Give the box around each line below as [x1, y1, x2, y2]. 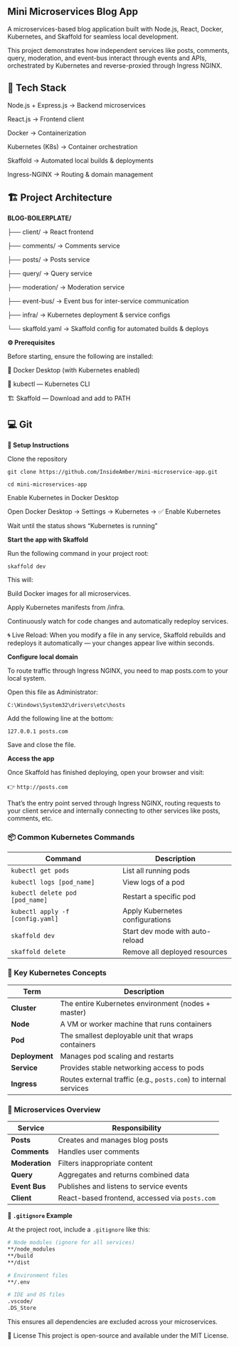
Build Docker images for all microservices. [7, 589, 132, 598]
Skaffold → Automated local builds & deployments [7, 156, 154, 165]
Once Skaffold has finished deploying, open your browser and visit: [7, 768, 205, 777]
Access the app [7, 754, 55, 763]
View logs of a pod [122, 877, 185, 887]
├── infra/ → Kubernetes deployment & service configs [7, 310, 171, 320]
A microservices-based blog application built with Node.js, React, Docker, [7, 24, 224, 33]
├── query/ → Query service [7, 269, 92, 278]
